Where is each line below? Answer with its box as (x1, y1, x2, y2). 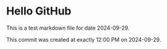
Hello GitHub (6, 4, 71, 18)
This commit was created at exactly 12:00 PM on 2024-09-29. (6, 36, 162, 43)
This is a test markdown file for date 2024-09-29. (6, 24, 130, 31)
